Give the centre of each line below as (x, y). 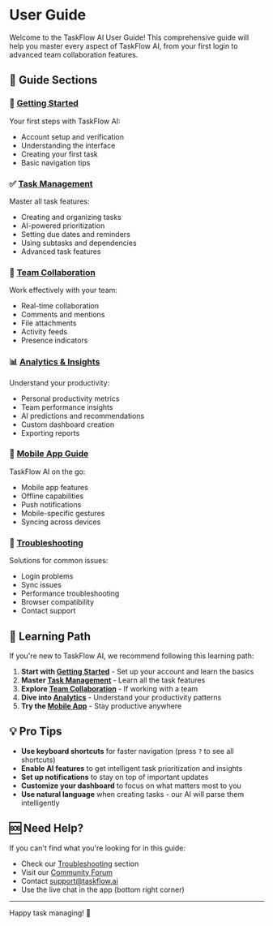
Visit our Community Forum (66, 872)
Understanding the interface (68, 145)
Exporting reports (50, 433)
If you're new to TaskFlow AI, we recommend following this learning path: (132, 656)
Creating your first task (59, 154)
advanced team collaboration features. (74, 54)
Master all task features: (49, 201)
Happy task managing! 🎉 (50, 913)
